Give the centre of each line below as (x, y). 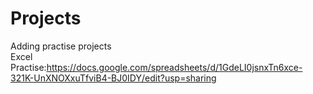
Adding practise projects (61, 46)
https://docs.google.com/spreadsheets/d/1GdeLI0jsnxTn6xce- (174, 67)
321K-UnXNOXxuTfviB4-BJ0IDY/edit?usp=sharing (113, 78)
